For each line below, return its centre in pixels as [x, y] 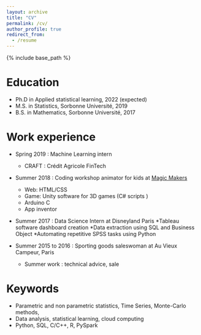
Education [33, 83]
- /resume [24, 40]
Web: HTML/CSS [46, 190]
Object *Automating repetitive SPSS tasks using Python [85, 234]
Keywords [33, 289]
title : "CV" [21, 18]
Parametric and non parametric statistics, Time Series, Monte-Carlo [100, 306]
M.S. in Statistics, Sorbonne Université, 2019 [71, 106]
